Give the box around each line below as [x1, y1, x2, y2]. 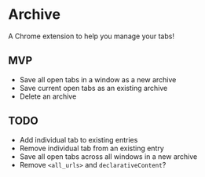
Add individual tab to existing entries [19, 135, 138, 144]
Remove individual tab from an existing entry [19, 143, 165, 153]
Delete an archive [19, 92, 77, 101]
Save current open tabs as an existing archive [19, 83, 168, 92]
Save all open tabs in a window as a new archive [19, 74, 177, 84]
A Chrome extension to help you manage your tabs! [8, 31, 175, 41]
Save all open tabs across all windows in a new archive [19, 151, 198, 161]
